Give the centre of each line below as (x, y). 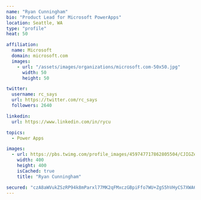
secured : (17, 187)
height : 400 (32, 165)
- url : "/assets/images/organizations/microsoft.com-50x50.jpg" (99, 67)
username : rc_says (35, 94)
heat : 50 (17, 34)
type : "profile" (26, 28)
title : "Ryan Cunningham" (49, 177)
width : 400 (31, 160)
